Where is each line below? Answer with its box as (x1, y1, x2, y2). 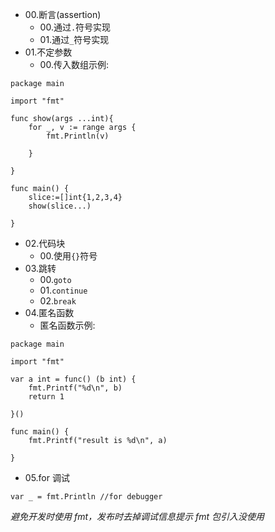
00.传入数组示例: (39, 59, 109, 70)
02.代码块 (24, 238, 66, 249)
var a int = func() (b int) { (10, 374, 137, 384)
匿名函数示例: (39, 319, 96, 331)
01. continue (39, 284, 88, 296)
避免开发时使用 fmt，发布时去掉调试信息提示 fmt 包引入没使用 (10, 511, 265, 522)
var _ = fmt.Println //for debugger (10, 492, 163, 502)
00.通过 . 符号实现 (39, 21, 112, 33)
